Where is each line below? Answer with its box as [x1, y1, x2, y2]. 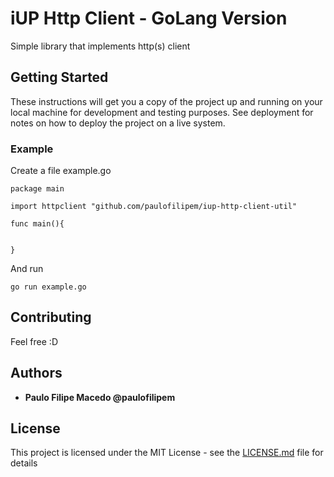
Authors [10, 365, 63, 382]
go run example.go [10, 282, 87, 292]
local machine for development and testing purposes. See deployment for [10, 106, 314, 118]
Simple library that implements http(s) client [10, 40, 191, 52]
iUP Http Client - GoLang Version [10, 7, 288, 30]
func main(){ [10, 219, 65, 229]
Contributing [10, 309, 92, 326]
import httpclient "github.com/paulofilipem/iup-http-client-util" [10, 202, 298, 212]
